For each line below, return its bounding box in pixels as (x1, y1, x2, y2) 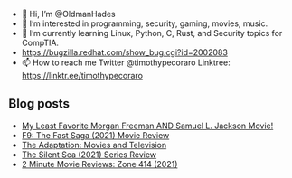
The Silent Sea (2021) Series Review (21, 149, 157, 160)
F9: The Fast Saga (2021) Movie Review (21, 129, 170, 140)
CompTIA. (21, 37, 60, 48)
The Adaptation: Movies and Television (21, 139, 167, 150)
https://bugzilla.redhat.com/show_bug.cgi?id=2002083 (21, 47, 228, 58)
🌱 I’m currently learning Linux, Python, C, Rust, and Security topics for (21, 28, 283, 38)
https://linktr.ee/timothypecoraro (21, 70, 144, 80)
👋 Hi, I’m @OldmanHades (21, 9, 116, 19)
